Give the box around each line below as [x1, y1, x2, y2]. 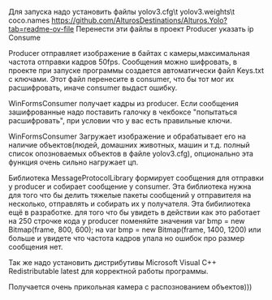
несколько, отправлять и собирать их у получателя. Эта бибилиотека [8, 199, 251, 208]
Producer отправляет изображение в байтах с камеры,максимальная [8, 49, 250, 58]
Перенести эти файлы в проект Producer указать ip [76, 24, 254, 33]
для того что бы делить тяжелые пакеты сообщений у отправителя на [8, 191, 252, 199]
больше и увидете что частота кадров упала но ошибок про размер [8, 234, 245, 242]
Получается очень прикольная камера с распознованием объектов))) [8, 282, 253, 291]
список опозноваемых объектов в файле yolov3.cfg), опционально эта [8, 149, 254, 158]
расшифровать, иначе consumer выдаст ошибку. [8, 83, 178, 92]
